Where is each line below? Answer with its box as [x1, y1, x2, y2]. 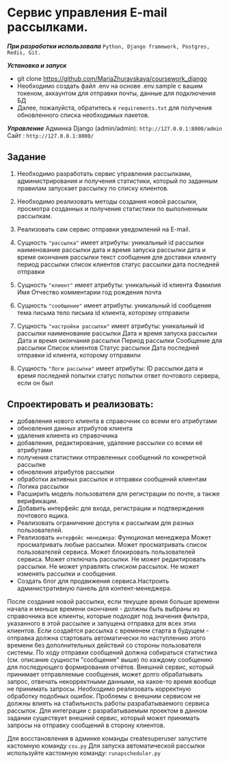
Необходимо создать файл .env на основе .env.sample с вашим [16, 81, 203, 90]
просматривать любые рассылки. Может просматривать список [16, 540, 207, 548]
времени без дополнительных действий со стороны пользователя [7, 641, 202, 649]
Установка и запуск [7, 61, 67, 69]
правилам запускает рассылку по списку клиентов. [16, 183, 169, 192]
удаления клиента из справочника [16, 431, 118, 440]
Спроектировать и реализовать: [7, 398, 154, 410]
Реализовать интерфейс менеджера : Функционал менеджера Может [16, 533, 212, 542]
